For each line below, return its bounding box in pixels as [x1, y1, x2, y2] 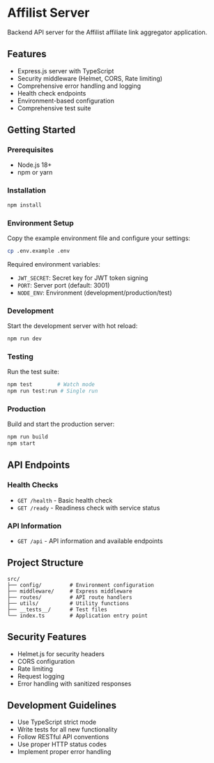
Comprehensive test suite [17, 103, 91, 112]
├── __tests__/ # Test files [7, 606, 108, 613]
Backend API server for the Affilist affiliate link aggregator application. [7, 28, 208, 36]
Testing [7, 351, 33, 361]
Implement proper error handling [17, 748, 112, 756]
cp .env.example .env [7, 247, 70, 254]
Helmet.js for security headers [17, 649, 105, 658]
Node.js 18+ [17, 161, 52, 169]
